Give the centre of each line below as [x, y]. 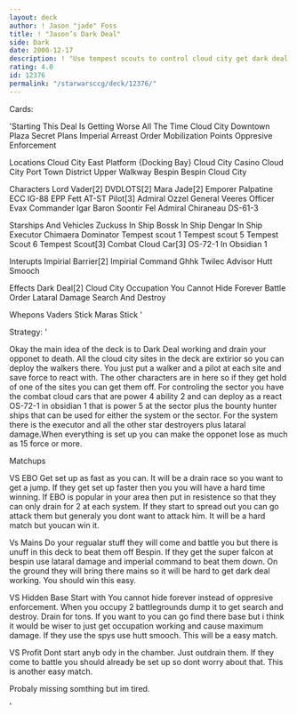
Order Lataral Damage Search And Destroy [88, 297]
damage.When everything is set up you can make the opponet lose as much [148, 434]
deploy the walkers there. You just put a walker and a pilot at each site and [145, 368]
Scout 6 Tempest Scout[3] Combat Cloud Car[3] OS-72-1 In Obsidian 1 [138, 244]
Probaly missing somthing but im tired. [80, 688]
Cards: [21, 108]
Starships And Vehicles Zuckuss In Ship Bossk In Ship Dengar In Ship [136, 225]
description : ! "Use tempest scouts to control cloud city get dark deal [149, 59]
